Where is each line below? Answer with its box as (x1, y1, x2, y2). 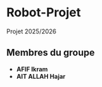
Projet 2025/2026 (6, 27, 57, 35)
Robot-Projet (6, 5, 81, 20)
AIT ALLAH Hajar (16, 72, 66, 80)
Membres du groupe (6, 47, 95, 58)
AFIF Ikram (16, 65, 49, 73)
